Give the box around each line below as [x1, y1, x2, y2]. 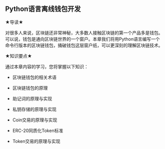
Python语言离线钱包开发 [5, 5, 81, 14]
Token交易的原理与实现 [12, 138, 60, 144]
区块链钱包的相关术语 [12, 74, 56, 80]
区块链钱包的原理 [12, 85, 48, 91]
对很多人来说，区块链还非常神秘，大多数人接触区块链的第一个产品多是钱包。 [5, 30, 163, 36]
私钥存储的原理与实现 [12, 106, 56, 112]
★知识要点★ [5, 53, 32, 59]
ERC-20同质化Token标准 [12, 127, 63, 133]
